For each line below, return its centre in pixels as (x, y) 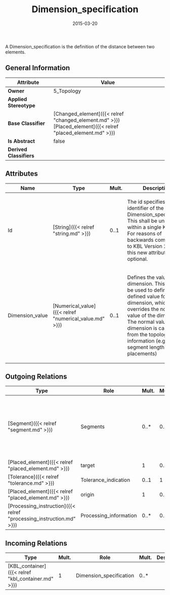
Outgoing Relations (36, 376)
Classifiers (21, 155)
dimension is (142, 328)
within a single (144, 227)
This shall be (142, 221)
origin (88, 495)
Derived (17, 149)
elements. (16, 52)
